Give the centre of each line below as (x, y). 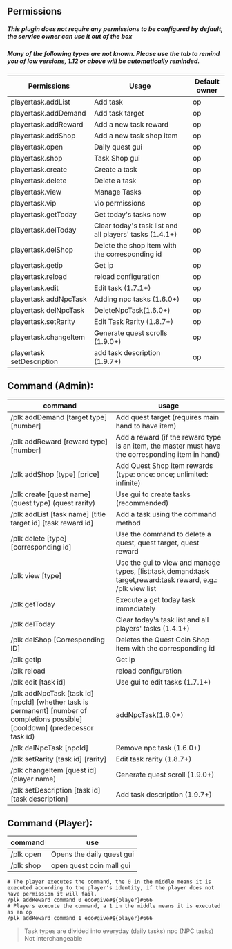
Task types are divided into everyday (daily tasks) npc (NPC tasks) (119, 931)
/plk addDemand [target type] (59, 417)
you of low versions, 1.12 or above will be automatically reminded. (104, 61)
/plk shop (26, 866)
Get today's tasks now (130, 214)
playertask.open (37, 147)
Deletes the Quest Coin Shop (163, 640)
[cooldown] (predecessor (52, 727)
